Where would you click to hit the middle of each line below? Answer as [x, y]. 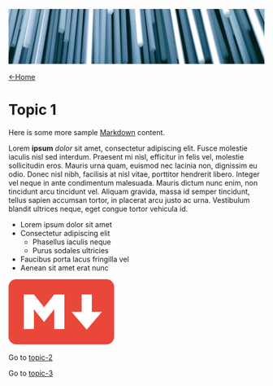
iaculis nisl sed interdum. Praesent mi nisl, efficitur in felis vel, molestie [126, 157]
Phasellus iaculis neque [71, 242]
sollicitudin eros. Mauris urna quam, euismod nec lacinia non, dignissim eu [133, 166]
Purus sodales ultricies [70, 251]
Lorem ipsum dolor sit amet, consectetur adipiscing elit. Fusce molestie [128, 148]
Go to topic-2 [30, 357]
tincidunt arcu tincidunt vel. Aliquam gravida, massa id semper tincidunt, [129, 191]
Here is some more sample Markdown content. [87, 133]
